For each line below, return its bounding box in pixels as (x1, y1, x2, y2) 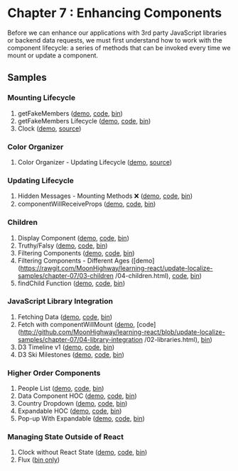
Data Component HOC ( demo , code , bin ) (17, 392, 137, 400)
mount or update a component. (7, 51, 98, 60)
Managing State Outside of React (7, 432, 124, 442)
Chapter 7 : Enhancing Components (7, 5, 222, 21)
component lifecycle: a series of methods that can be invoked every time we (7, 43, 231, 52)
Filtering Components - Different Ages (17, 256, 130, 265)
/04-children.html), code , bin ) (114, 271, 202, 279)
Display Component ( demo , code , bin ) (17, 233, 129, 242)
